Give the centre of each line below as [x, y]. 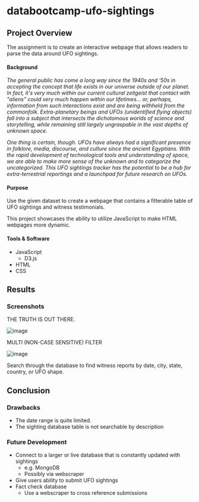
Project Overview [40, 33]
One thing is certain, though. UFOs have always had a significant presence [99, 142]
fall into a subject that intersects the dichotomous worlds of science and [96, 118]
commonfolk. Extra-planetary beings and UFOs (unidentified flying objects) [99, 112]
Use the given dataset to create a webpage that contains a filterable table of [100, 201]
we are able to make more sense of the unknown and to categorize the [94, 161]
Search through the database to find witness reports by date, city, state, [95, 365]
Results [21, 289]
